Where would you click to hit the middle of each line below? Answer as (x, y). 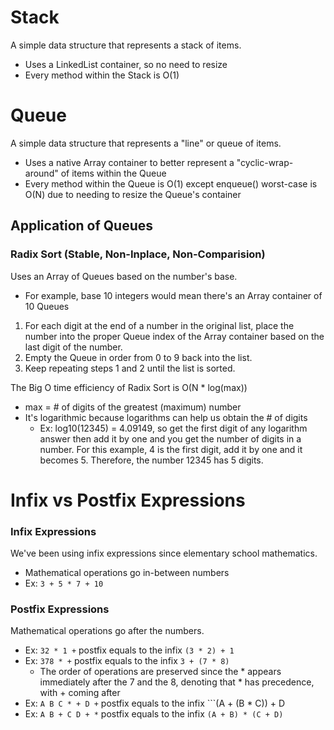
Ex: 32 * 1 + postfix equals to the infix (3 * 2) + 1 (129, 650)
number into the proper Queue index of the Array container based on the (174, 336)
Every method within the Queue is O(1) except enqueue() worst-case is (171, 183)
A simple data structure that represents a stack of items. (126, 45)
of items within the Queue (113, 173)
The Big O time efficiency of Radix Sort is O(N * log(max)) (129, 387)
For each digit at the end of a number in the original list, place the (159, 325)
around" (41, 173)
